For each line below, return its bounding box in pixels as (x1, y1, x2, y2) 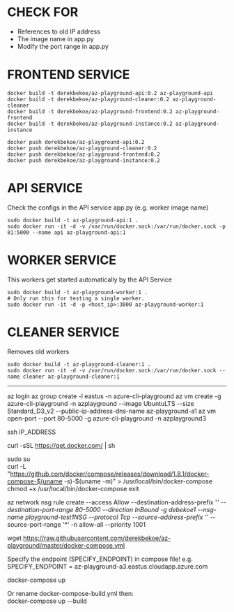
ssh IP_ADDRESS (7, 428, 56, 436)
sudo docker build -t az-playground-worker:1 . (7, 289, 148, 296)
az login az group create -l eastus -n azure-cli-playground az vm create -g (7, 392, 221, 400)
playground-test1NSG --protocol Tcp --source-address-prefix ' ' (25, 513, 209, 521)
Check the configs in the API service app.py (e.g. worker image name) (7, 203, 209, 212)
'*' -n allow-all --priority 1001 (62, 520, 146, 528)
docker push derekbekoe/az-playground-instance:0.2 (7, 156, 160, 164)
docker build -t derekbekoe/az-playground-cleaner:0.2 (7, 96, 170, 103)
